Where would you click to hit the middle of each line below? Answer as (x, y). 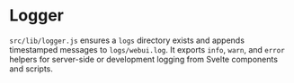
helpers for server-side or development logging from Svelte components (144, 59)
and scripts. (31, 69)
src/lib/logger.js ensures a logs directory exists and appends (127, 40)
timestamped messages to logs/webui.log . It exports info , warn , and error (147, 49)
